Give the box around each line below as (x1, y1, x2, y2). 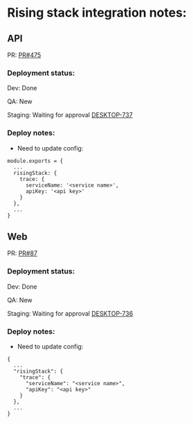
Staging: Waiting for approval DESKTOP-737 (7, 111, 133, 119)
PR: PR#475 (7, 51, 42, 59)
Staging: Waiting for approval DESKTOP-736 (7, 309, 134, 317)
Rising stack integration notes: (7, 5, 187, 21)
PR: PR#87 (7, 249, 38, 257)
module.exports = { (7, 158, 64, 164)
